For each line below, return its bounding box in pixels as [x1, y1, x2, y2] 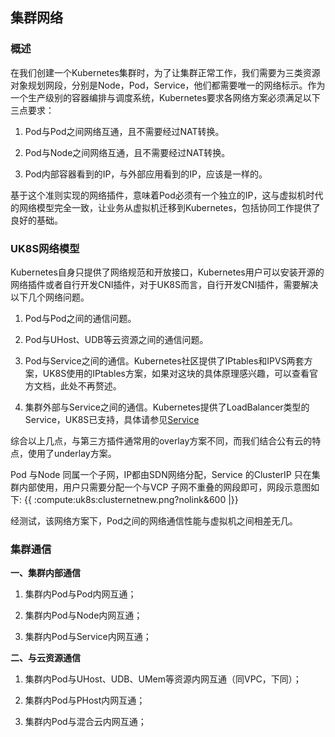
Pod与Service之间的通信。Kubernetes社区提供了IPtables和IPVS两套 [24, 354, 305, 367]
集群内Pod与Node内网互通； [24, 609, 143, 622]
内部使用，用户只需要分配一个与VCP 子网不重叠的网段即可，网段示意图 [18, 481, 312, 493]
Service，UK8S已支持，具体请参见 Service [24, 413, 200, 425]
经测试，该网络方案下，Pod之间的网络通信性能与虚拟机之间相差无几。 [10, 514, 298, 527]
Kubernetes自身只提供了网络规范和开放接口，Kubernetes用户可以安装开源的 [10, 266, 325, 278]
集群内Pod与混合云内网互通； [24, 716, 147, 728]
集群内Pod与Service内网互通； [24, 631, 152, 643]
